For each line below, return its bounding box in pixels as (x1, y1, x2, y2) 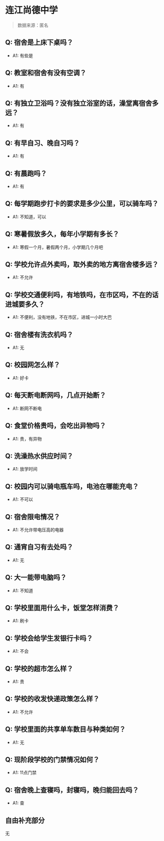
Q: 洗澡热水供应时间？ (5, 452, 73, 460)
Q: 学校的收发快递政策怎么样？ (5, 694, 100, 703)
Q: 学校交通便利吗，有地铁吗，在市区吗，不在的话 (5, 291, 159, 299)
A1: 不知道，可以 (12, 214, 46, 220)
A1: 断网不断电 (12, 405, 42, 411)
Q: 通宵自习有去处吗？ (5, 543, 73, 551)
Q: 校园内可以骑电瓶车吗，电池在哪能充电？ (5, 482, 139, 491)
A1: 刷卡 (12, 618, 29, 624)
